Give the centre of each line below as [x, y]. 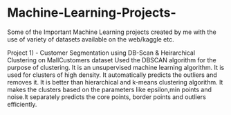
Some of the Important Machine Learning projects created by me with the [112, 32]
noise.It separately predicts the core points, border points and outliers [107, 97]
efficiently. [22, 104]
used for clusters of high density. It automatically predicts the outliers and [112, 75]
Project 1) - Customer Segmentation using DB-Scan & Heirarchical [101, 53]
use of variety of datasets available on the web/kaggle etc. [91, 39]
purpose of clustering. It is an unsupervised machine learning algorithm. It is [116, 67]
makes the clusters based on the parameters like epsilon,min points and [110, 89]
